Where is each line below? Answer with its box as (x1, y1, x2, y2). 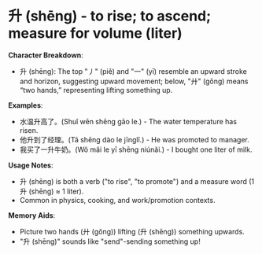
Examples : (8, 100, 43, 110)
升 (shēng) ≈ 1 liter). (19, 186, 84, 196)
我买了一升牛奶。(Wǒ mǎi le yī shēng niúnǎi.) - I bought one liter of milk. (19, 145, 253, 154)
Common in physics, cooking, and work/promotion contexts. (19, 195, 216, 204)
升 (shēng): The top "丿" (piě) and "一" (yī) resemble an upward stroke (19, 66, 248, 75)
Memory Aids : (8, 210, 56, 220)
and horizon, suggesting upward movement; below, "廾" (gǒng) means (19, 76, 249, 86)
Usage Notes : (8, 160, 54, 170)
